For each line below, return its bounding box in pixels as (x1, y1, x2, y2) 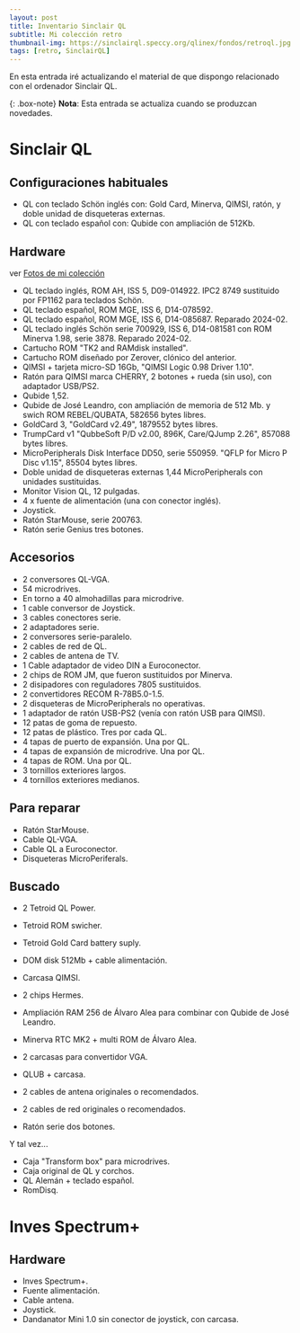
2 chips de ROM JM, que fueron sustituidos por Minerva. (22, 669, 234, 680)
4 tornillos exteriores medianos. (22, 774, 140, 785)
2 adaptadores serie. (22, 621, 100, 632)
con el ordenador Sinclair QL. (9, 81, 118, 92)
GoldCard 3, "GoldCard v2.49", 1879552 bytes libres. (22, 419, 218, 430)
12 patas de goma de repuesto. (22, 716, 137, 728)
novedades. (9, 108, 53, 119)
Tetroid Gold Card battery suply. (22, 938, 142, 948)
